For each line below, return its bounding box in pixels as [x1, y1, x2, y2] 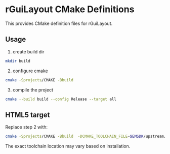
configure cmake [12, 68, 48, 74]
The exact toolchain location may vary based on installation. [5, 143, 131, 149]
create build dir [12, 48, 45, 54]
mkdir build [5, 58, 30, 64]
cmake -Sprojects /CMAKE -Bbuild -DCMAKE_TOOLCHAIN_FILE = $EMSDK [5, 134, 144, 139]
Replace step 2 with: [5, 124, 48, 130]
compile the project [12, 86, 53, 93]
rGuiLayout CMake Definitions [5, 4, 135, 15]
